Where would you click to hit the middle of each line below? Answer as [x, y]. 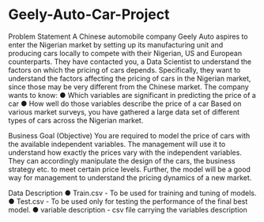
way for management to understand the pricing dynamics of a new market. [130, 177]
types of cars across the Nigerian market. [76, 120]
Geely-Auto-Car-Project [89, 15]
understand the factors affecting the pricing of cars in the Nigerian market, [130, 78]
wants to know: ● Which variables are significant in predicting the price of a [132, 95]
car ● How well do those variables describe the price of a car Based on [125, 103]
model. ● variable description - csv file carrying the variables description [128, 209]
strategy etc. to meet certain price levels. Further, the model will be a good [130, 169]
